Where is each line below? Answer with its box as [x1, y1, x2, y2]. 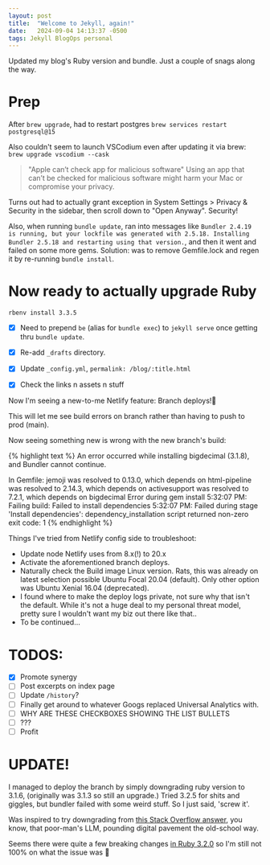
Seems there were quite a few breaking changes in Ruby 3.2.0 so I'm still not [8, 838, 262, 848]
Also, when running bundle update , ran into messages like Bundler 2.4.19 [8, 222, 252, 232]
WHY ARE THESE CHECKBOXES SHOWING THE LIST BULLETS [19, 708, 231, 718]
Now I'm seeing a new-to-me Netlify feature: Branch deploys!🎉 [8, 396, 217, 406]
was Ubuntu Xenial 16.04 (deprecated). [19, 584, 150, 593]
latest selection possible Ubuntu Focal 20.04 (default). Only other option [19, 575, 260, 584]
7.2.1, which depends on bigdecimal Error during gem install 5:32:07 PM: [8, 492, 247, 502]
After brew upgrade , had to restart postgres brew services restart [8, 120, 227, 129]
